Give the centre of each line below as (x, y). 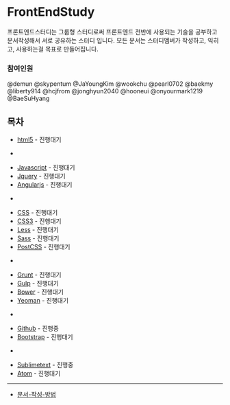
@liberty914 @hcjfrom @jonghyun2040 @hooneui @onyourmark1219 (105, 91)
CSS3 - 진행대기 (39, 221)
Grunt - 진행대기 (39, 275)
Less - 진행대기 (38, 230)
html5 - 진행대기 (39, 140)
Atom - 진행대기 (39, 373)
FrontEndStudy (51, 12)
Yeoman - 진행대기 (43, 301)
